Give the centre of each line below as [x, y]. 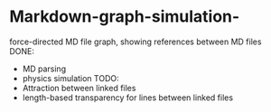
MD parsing [44, 69]
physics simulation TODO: [70, 78]
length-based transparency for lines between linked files [127, 98]
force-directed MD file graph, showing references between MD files [135, 42]
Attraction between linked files [79, 88]
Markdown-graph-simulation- [125, 17]
